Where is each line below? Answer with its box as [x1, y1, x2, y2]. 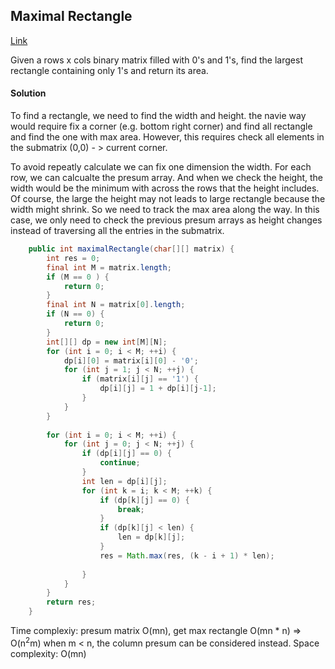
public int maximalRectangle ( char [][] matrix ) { [28, 244, 235, 254]
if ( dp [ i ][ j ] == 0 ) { [81, 449, 172, 459]
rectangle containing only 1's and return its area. [10, 64, 209, 76]
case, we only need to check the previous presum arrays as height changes [10, 214, 323, 226]
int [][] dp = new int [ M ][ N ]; [46, 337, 168, 347]
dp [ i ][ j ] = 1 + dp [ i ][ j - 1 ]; [99, 384, 217, 394]
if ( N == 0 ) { [46, 309, 105, 319]
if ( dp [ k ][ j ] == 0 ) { [99, 495, 190, 505]
